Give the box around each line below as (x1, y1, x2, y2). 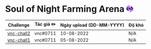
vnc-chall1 (7, 37, 31, 43)
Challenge (8, 22, 30, 28)
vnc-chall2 (7, 30, 31, 36)
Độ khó (128, 22, 144, 28)
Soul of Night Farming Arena (5, 3, 125, 15)
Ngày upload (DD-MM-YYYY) (60, 22, 125, 28)
